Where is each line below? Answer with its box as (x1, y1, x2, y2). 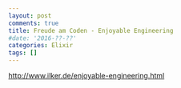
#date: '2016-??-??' (8, 34, 78, 42)
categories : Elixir (8, 42, 74, 50)
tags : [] (8, 49, 38, 57)
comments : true (8, 19, 59, 27)
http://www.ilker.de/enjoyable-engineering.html (8, 71, 165, 80)
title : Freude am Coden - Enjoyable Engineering (8, 26, 174, 34)
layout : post (8, 11, 52, 20)
